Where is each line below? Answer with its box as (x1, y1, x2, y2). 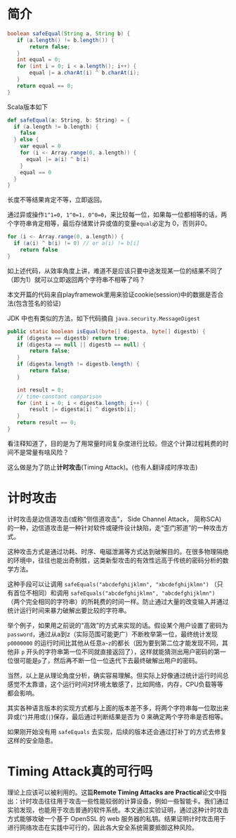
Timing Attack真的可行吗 (7, 763, 153, 780)
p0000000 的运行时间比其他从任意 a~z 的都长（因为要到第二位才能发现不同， (7, 638, 223, 647)
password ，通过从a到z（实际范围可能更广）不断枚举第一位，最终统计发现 (7, 630, 218, 638)
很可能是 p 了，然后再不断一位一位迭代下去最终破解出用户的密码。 (13, 656, 202, 664)
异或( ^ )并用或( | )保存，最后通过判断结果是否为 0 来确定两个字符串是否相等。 (7, 712, 227, 721)
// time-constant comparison (16, 393, 102, 400)
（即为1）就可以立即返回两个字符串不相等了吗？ (7, 275, 145, 283)
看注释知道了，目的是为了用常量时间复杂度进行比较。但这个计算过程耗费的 (7, 439, 223, 447)
